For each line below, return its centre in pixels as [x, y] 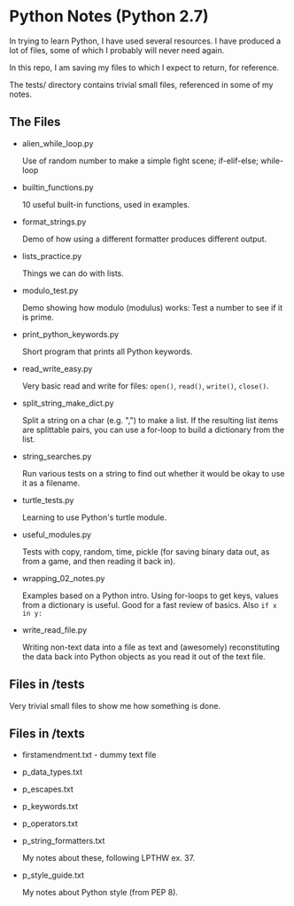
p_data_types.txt [52, 772]
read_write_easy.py [57, 368]
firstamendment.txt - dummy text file [89, 755]
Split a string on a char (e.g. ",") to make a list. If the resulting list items [150, 420]
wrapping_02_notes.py [63, 578]
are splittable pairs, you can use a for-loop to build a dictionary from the [153, 429]
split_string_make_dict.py [68, 403]
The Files [35, 122]
